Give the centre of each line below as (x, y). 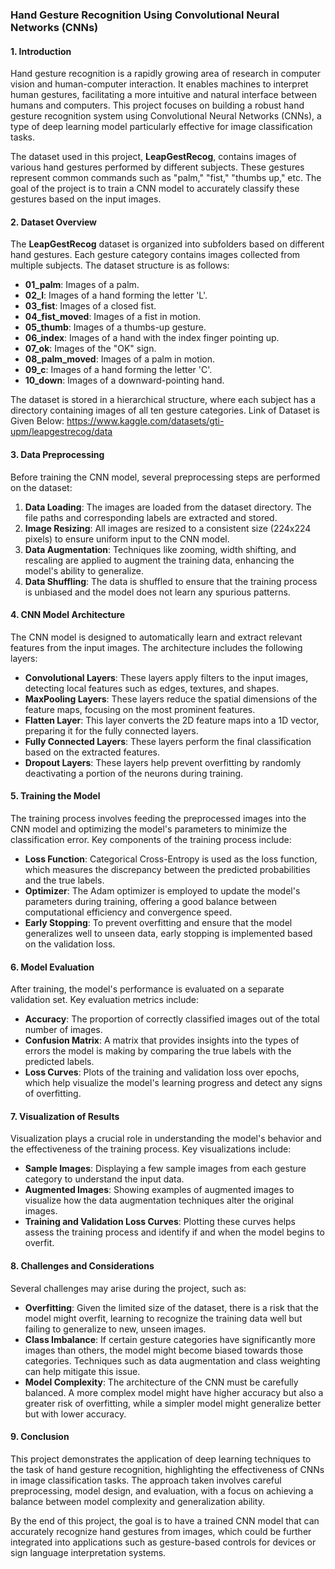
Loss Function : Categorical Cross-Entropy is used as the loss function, (171, 859)
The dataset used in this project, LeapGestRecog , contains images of (153, 157)
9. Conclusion (40, 1437)
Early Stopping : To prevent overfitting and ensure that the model (158, 922)
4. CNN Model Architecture (68, 615)
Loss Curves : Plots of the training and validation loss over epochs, (162, 1072)
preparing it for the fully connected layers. (111, 730)
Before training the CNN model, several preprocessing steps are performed (165, 477)
